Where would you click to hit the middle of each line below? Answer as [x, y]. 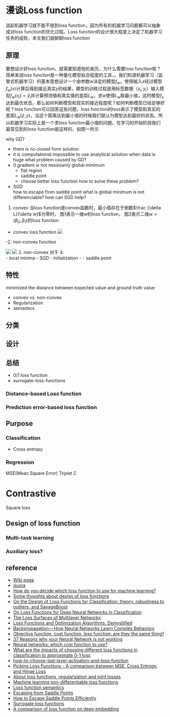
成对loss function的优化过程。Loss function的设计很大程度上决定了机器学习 [84, 31]
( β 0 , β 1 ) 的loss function [36, 221]
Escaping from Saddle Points [43, 693]
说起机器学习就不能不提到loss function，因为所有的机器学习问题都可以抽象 [83, 25]
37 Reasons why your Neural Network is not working [68, 639]
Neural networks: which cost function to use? [60, 644]
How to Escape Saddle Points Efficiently [54, 698]
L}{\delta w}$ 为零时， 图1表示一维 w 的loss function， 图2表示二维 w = [85, 214]
